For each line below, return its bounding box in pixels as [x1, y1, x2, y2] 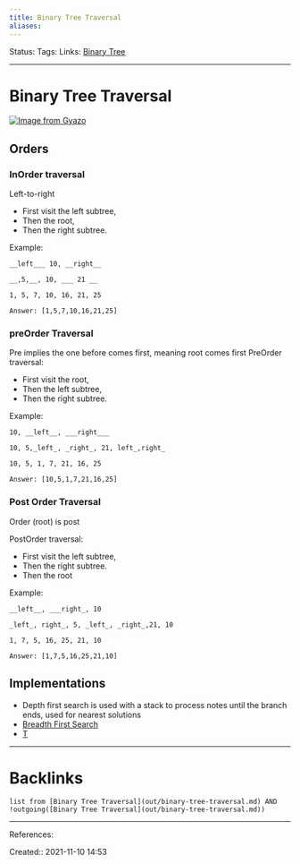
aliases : [9, 21, 42, 30]
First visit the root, [21, 374, 89, 385]
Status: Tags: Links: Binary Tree [9, 46, 126, 56]
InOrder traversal [9, 167, 85, 180]
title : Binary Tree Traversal [9, 13, 122, 22]
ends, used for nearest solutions [21, 709, 141, 720]
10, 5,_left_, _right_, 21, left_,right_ [9, 444, 166, 453]
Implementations [9, 676, 106, 691]
